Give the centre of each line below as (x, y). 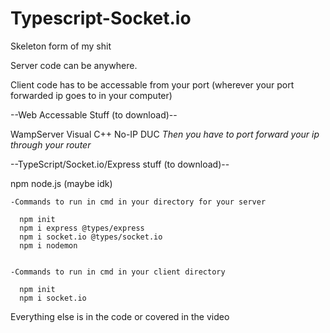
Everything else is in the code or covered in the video (120, 316)
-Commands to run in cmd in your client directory (118, 272)
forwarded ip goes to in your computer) (91, 95)
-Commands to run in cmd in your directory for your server (138, 202)
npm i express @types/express (82, 228)
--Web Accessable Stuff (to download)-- (94, 114)
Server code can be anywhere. (74, 65)
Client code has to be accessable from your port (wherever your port (152, 84)
